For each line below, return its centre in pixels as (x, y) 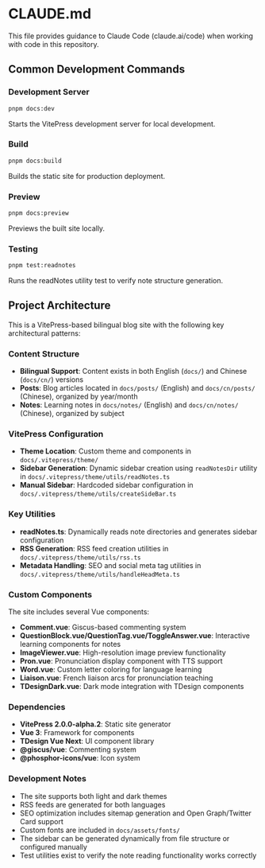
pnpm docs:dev (32, 108)
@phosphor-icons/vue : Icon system (80, 758)
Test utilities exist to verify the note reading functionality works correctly (138, 855)
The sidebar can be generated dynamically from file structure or (125, 838)
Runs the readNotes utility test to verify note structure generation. (116, 281)
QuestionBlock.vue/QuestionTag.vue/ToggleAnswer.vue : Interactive (134, 636)
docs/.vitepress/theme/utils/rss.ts (80, 558)
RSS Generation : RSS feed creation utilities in (94, 548)
